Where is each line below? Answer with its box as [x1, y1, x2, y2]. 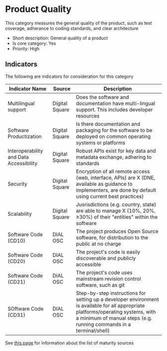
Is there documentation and [76, 120, 141, 127]
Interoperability [7, 147, 43, 154]
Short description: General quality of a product [12, 35, 108, 41]
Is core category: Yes [12, 40, 56, 46]
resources [76, 112, 100, 119]
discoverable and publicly [76, 255, 136, 262]
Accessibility [7, 160, 38, 167]
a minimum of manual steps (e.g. [76, 315, 153, 322]
